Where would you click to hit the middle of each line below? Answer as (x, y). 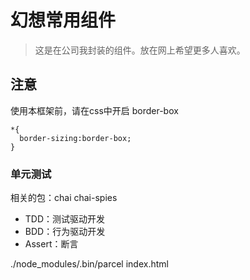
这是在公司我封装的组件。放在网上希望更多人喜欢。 (140, 50)
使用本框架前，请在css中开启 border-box (94, 110)
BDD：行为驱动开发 (65, 232)
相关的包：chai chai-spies (64, 198)
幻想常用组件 (63, 20)
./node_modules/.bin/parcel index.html (89, 264)
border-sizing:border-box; (75, 138)
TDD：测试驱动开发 (65, 219)
